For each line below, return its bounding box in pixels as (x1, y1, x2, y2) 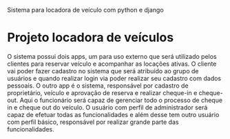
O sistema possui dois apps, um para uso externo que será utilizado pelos (7, 52, 217, 60)
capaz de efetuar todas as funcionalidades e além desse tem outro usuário (7, 110, 220, 118)
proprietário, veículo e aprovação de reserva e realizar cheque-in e (7, 88, 198, 97)
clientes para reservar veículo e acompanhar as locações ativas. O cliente (7, 60, 217, 68)
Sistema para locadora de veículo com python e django (7, 6, 164, 14)
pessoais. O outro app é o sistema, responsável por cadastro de (7, 81, 189, 90)
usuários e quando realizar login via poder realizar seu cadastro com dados (7, 74, 222, 82)
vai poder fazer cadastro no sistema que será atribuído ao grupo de (7, 66, 199, 75)
